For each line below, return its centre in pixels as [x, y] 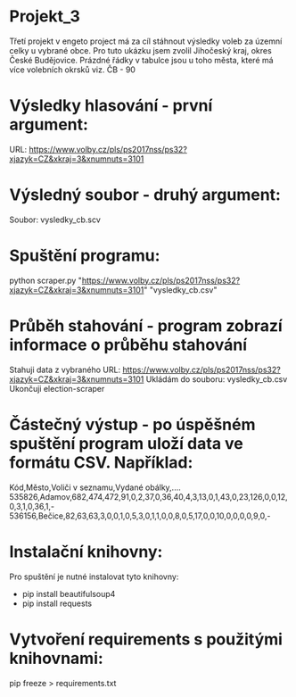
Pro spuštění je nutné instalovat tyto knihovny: [94, 577]
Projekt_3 [45, 17]
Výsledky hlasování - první [111, 106]
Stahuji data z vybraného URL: [65, 369]
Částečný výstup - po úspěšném [132, 424]
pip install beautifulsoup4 [69, 593]
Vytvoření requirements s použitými [146, 639]
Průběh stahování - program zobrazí [146, 325]
